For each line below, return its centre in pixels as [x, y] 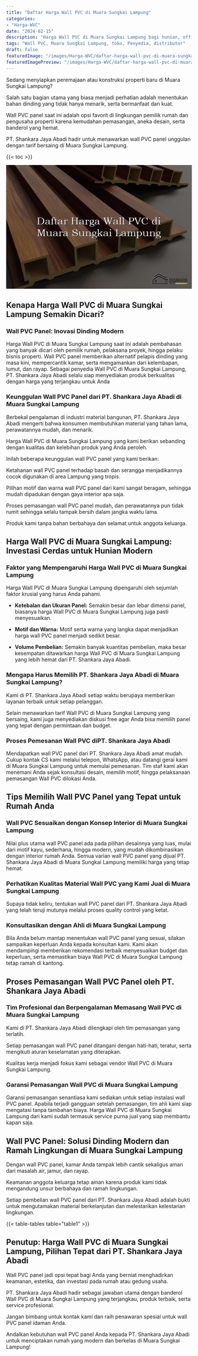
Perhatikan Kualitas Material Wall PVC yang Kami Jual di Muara [98, 883]
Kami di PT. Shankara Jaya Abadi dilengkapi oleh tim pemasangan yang [93, 1028]
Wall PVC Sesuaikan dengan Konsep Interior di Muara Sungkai [97, 823]
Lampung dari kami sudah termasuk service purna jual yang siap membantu [98, 1116]
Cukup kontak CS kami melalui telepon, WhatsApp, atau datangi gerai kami [97, 760]
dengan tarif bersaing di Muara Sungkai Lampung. [67, 145]
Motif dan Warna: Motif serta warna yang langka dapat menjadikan [96, 629]
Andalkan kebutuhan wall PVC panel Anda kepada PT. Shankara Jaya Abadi [98, 1334]
